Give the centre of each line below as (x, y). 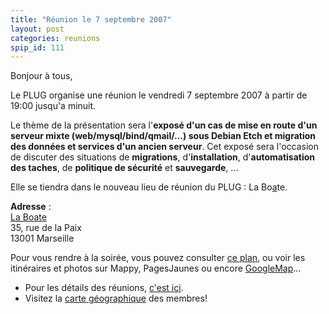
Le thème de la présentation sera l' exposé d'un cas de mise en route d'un (164, 125)
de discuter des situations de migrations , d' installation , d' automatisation (162, 157)
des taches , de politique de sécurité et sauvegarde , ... (124, 168)
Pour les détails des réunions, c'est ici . (104, 288)
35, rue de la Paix (46, 228)
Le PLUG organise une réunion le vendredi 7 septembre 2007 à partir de (159, 95)
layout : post (37, 29)
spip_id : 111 (37, 47)
